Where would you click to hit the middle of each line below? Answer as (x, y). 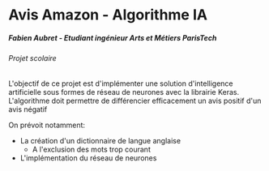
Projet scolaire (32, 58)
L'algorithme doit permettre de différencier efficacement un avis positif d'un (135, 100)
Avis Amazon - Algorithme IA (108, 15)
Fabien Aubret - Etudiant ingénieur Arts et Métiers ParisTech (113, 37)
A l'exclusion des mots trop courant (92, 149)
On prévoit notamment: (47, 125)
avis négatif (28, 109)
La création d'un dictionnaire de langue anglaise (100, 140)
